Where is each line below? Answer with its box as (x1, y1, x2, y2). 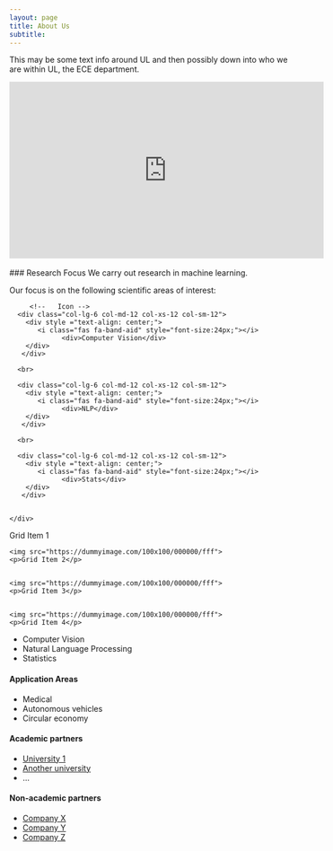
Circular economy (22, 713, 89, 724)
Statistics (22, 653, 57, 664)
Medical (22, 693, 52, 705)
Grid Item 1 (9, 531, 49, 541)
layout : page (9, 13, 58, 22)
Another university (22, 762, 92, 773)
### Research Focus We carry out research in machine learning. (9, 268, 249, 278)
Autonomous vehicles (22, 703, 103, 714)
